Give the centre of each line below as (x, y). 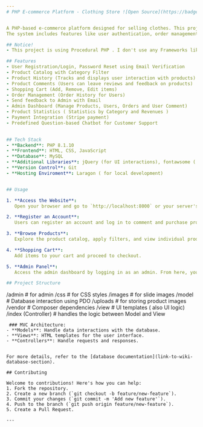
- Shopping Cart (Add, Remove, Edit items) (62, 89)
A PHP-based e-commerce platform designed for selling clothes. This (96, 28)
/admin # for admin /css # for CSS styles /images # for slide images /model (100, 295)
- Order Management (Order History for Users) (66, 95)
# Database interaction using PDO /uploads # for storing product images (96, 301)
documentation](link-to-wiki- (155, 357)
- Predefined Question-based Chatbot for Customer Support (82, 123)
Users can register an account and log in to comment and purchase (101, 223)
